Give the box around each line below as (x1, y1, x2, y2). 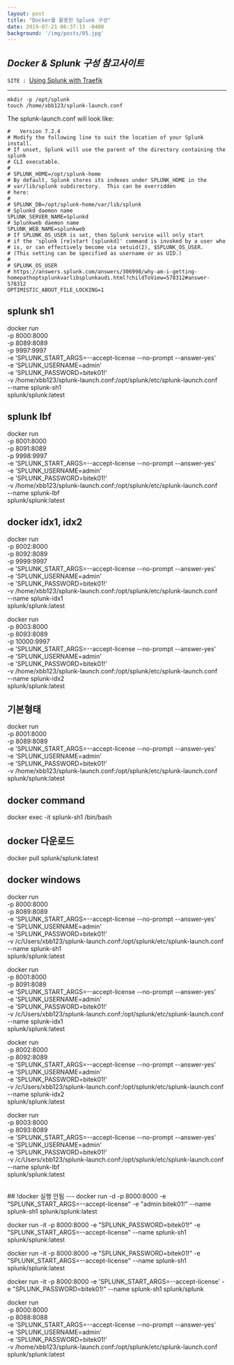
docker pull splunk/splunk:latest (7, 853, 99, 862)
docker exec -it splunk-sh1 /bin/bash (7, 813, 113, 821)
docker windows (7, 874, 81, 886)
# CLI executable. (7, 158, 61, 166)
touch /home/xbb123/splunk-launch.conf (7, 102, 123, 109)
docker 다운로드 (7, 834, 75, 847)
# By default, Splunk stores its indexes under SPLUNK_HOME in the (7, 177, 208, 184)
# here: (7, 189, 30, 196)
